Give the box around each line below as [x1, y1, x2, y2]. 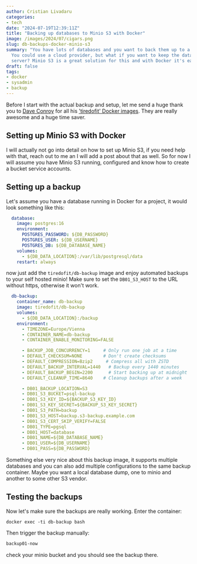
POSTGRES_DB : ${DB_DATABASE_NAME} [21, 242, 107, 249]
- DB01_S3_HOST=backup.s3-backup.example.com [21, 412, 135, 419]
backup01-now [6, 540, 38, 546]
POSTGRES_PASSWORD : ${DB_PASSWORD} [21, 231, 109, 238]
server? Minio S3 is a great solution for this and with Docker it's [11, 58, 185, 63]
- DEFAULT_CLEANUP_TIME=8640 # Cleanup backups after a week [21, 375, 182, 381]
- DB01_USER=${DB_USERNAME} [21, 440, 91, 446]
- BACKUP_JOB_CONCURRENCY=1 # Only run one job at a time [21, 348, 177, 354]
